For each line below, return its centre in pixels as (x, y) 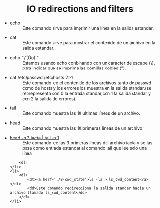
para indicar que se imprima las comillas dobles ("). (74, 68)
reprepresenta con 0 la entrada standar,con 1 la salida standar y (86, 93)
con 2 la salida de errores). (49, 98)
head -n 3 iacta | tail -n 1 (34, 138)
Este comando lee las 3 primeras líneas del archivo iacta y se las (87, 143)
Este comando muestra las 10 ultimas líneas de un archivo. (81, 113)
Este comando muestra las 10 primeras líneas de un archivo (82, 128)
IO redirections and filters (80, 9)
